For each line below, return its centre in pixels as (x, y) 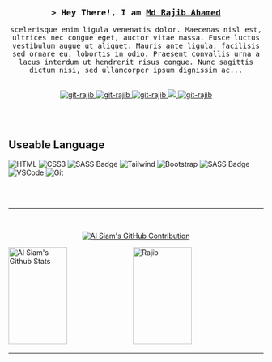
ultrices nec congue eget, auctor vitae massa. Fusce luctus (136, 38)
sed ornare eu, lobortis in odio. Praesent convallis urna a (136, 54)
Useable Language (57, 145)
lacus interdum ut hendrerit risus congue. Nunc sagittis (136, 62)
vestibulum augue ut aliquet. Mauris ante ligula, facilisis (136, 46)
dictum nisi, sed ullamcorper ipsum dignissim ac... (136, 70)
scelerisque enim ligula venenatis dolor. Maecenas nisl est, (136, 30)
